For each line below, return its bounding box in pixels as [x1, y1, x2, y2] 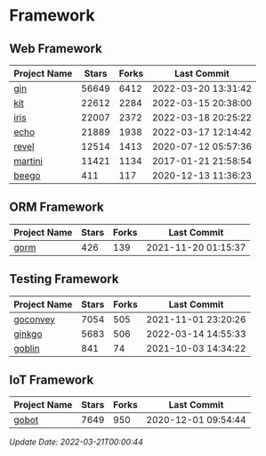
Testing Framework [9, 271, 119, 286]
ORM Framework [9, 200, 104, 215]
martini [13, 155, 43, 167]
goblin [13, 342, 40, 354]
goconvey [13, 313, 56, 326]
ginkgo [13, 327, 43, 340]
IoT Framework [9, 372, 94, 388]
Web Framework [9, 41, 102, 56]
